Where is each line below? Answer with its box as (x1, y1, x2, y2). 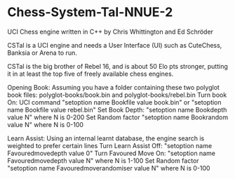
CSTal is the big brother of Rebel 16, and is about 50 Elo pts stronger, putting (7, 62, 228, 70)
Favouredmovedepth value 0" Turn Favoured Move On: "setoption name (7, 149, 216, 157)
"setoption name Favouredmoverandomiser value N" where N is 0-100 (7, 164, 210, 172)
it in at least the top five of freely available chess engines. (7, 69, 174, 78)
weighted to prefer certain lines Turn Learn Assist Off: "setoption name (7, 141, 213, 150)
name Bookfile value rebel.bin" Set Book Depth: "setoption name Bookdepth (7, 105, 227, 114)
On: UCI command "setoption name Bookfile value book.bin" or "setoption (7, 98, 222, 106)
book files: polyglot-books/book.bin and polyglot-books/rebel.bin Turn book (7, 91, 227, 99)
